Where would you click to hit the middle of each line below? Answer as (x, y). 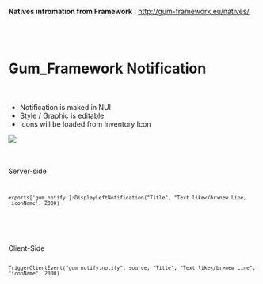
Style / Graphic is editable (62, 115)
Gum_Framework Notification (107, 68)
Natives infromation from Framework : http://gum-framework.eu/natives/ (129, 11)
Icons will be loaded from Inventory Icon (86, 124)
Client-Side (27, 248)
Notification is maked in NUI (65, 107)
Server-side (28, 171)
